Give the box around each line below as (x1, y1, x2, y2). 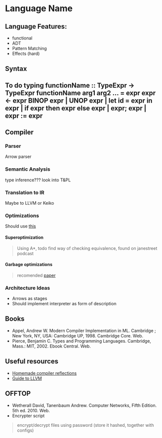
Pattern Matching (12, 46, 47, 51)
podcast (17, 250, 34, 256)
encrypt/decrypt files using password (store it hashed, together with (17, 422, 154, 428)
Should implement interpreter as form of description (12, 301, 117, 307)
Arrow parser (5, 154, 32, 159)
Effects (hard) (12, 51, 40, 56)
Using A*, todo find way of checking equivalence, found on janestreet (17, 245, 158, 251)
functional (12, 35, 33, 41)
